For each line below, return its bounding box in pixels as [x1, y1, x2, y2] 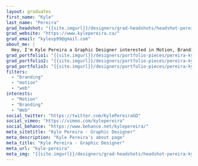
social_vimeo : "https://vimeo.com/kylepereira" [6, 118, 126, 124]
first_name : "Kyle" [6, 14, 54, 20]
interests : [6, 91, 33, 97]
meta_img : [6, 151, 31, 157]
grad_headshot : [6, 25, 44, 31]
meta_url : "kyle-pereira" [6, 145, 70, 151]
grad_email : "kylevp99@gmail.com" [6, 36, 91, 42]
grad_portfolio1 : [6, 52, 49, 58]
